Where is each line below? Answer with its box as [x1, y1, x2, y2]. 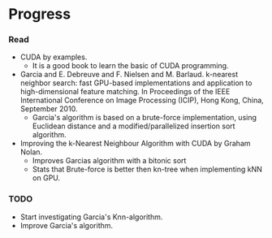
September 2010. [19, 104, 78, 114]
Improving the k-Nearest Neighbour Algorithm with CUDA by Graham [19, 139, 251, 149]
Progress [8, 5, 71, 24]
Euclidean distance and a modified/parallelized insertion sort [32, 121, 235, 131]
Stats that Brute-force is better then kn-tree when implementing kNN [32, 164, 262, 175]
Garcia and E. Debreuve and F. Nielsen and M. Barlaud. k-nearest [19, 70, 238, 80]
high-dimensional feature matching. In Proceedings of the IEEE [19, 87, 231, 97]
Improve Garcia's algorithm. [19, 220, 114, 230]
